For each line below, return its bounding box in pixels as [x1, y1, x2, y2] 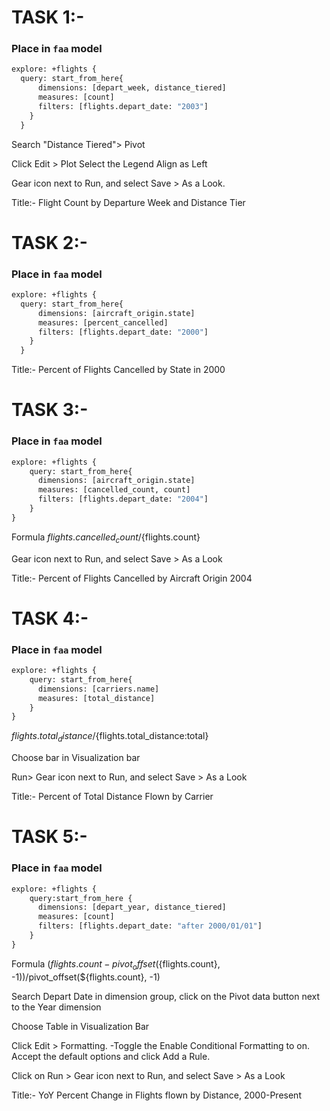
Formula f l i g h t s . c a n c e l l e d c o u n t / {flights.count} [11, 531, 201, 545]
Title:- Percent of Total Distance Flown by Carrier [11, 791, 214, 803]
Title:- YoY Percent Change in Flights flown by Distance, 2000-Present [11, 1089, 302, 1101]
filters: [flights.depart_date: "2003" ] [37, 101, 209, 111]
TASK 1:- [11, 6, 85, 29]
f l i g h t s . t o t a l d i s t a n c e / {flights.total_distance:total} [11, 730, 209, 745]
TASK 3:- [11, 399, 89, 421]
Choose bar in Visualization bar [11, 752, 141, 764]
